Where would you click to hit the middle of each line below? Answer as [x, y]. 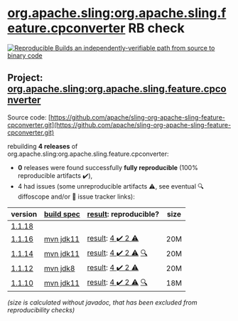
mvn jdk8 [59, 268]
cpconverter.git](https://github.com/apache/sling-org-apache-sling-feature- [119, 125]
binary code [25, 56]
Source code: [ [29, 117]
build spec [62, 214]
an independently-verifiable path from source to [145, 48]
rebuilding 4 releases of [43, 146]
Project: [25, 78]
